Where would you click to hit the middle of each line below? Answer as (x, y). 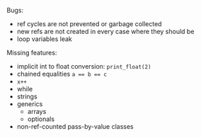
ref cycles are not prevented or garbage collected (89, 24)
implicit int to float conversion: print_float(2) (84, 66)
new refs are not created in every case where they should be (105, 31)
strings (27, 96)
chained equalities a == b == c (62, 74)
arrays (37, 111)
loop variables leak (44, 39)
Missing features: (32, 53)
